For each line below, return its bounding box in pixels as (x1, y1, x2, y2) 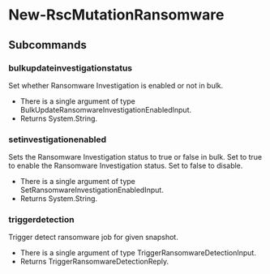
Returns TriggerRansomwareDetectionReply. (19, 257, 169, 267)
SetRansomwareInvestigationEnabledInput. (19, 185, 164, 195)
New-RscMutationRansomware (8, 6, 225, 24)
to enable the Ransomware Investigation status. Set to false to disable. (8, 161, 243, 171)
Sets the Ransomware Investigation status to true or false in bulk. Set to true (8, 152, 263, 162)
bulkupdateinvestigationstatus (8, 62, 133, 74)
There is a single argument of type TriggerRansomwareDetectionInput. (19, 248, 257, 258)
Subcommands (8, 38, 87, 52)
